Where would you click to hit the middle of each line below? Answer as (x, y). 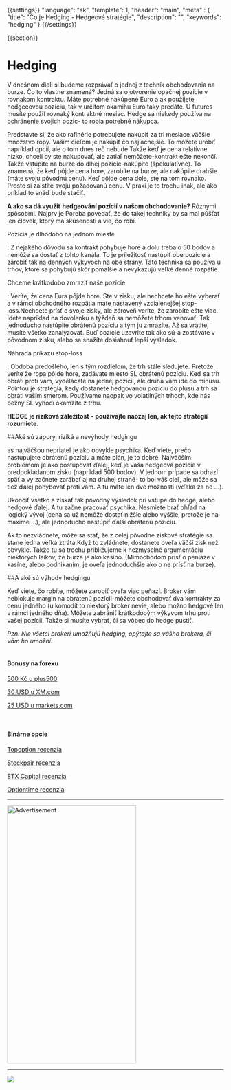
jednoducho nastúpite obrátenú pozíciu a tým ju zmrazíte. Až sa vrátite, (108, 325)
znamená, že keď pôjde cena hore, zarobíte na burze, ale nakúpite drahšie (112, 170)
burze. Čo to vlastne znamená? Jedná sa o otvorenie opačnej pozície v (108, 91)
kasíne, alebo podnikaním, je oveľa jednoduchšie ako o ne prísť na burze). (112, 564)
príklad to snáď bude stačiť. (46, 192)
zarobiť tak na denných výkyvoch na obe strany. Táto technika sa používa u (114, 262)
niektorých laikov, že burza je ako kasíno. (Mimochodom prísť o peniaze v (111, 557)
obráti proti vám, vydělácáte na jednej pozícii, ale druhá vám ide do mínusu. (114, 381)
